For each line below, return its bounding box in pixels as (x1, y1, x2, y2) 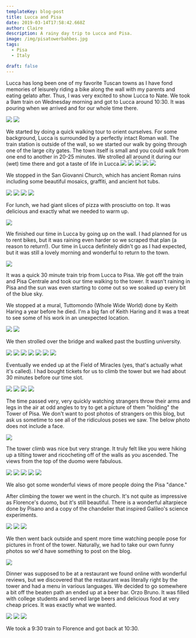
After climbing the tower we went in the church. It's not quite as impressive (6, 492, 187, 499)
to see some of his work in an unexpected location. (6, 314, 130, 321)
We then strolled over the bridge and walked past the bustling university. (6, 337, 182, 345)
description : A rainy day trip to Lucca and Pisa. (6, 31, 133, 37)
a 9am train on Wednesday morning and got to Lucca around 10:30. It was (6, 98, 185, 105)
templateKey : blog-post (6, 8, 65, 15)
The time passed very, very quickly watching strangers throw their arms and (6, 397, 191, 404)
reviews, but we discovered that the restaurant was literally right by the (6, 576, 178, 583)
